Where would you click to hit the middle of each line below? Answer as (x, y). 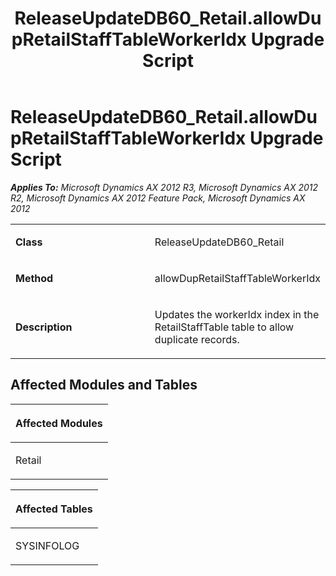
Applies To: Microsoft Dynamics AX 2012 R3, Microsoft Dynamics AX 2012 (164, 187)
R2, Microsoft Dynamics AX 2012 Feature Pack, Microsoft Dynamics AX (158, 198)
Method (34, 278)
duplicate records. (197, 339)
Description (44, 327)
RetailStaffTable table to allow (224, 327)
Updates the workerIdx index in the (237, 314)
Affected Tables (54, 509)
